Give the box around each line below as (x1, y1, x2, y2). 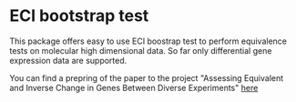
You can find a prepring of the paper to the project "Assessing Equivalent (9, 72, 284, 83)
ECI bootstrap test (9, 5, 149, 26)
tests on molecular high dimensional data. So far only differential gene (9, 45, 272, 56)
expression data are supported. (9, 55, 128, 66)
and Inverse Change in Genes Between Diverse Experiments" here (9, 82, 259, 93)
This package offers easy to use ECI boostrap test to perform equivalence (9, 36, 288, 46)
